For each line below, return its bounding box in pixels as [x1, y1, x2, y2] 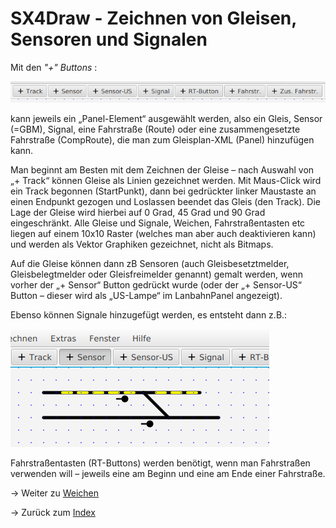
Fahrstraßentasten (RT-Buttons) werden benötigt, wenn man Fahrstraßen [10, 457, 311, 469]
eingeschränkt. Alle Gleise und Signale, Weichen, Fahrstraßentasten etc [10, 217, 306, 229]
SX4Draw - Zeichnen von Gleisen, [10, 7, 297, 30]
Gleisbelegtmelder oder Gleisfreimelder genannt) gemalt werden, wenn [10, 268, 303, 280]
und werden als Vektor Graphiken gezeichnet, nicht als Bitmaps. [10, 238, 274, 250]
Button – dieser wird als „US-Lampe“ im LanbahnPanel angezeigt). [10, 289, 283, 301]
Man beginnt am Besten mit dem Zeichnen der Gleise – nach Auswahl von [10, 163, 315, 176]
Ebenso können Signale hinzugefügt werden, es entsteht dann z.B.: [10, 308, 288, 321]
